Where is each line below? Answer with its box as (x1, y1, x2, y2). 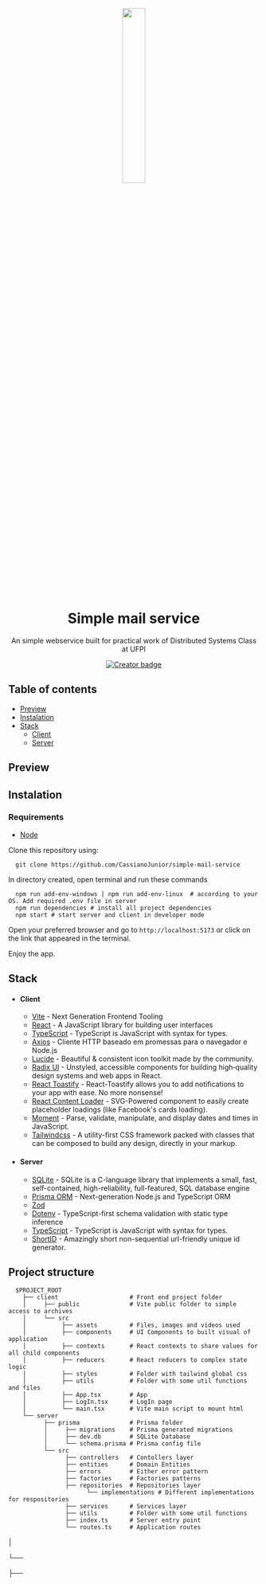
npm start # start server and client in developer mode (15, 911, 205, 919)
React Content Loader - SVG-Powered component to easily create (31, 1097, 249, 1106)
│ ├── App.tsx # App (22, 1391, 148, 1399)
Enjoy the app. (8, 948, 56, 958)
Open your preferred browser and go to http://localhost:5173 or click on (8, 925, 251, 934)
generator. (31, 1242, 66, 1252)
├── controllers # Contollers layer (65, 1453, 194, 1462)
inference (31, 1217, 64, 1226)
